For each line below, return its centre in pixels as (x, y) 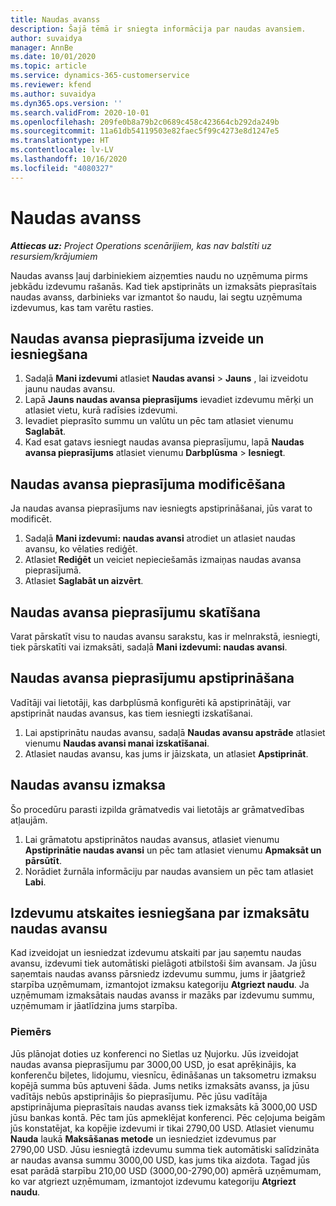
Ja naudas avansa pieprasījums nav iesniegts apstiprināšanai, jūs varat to (161, 508)
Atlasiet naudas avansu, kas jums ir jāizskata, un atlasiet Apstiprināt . (166, 753)
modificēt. (31, 519)
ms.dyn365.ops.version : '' (66, 103)
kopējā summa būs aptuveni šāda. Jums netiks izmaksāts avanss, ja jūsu (160, 1085)
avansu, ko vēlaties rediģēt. (81, 549)
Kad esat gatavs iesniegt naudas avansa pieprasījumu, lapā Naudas (164, 442)
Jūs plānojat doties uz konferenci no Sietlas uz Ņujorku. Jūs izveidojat (154, 1053)
